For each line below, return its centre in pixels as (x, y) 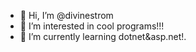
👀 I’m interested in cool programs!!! (92, 26)
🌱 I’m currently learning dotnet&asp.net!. (103, 36)
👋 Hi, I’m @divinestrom (66, 15)
